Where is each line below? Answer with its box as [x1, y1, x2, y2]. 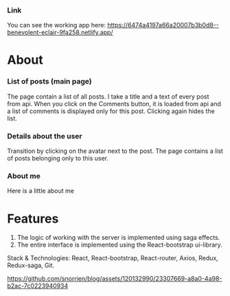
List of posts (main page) [7, 77, 92, 86]
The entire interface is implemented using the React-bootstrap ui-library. [16, 241, 223, 249]
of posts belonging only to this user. [7, 154, 108, 162]
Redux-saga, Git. [7, 261, 55, 269]
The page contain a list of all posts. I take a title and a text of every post [7, 92, 209, 101]
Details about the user [7, 131, 82, 140]
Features [7, 211, 59, 226]
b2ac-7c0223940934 [7, 282, 69, 290]
